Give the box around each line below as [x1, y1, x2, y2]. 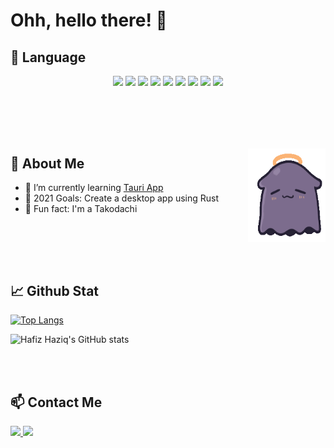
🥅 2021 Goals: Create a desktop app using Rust [24, 192, 220, 204]
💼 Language [10, 49, 87, 66]
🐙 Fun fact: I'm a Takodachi [24, 203, 138, 215]
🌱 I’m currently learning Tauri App [24, 182, 164, 194]
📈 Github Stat [10, 282, 100, 299]
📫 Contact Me [10, 394, 103, 411]
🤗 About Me [10, 155, 85, 172]
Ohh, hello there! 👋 [10, 9, 168, 32]
